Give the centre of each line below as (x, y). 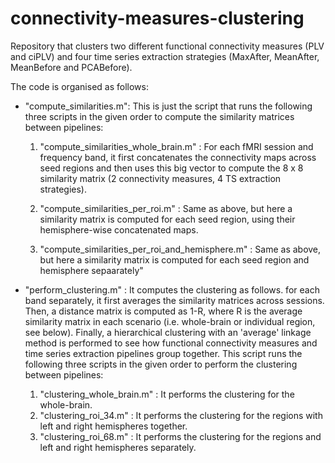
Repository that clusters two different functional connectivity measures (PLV (167, 46)
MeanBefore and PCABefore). (71, 67)
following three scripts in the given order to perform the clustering (161, 364)
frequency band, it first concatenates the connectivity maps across (178, 157)
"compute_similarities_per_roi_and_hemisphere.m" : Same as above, (180, 249)
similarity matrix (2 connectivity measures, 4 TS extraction (160, 178)
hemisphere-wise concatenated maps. (119, 229)
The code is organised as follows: (79, 86)
